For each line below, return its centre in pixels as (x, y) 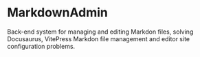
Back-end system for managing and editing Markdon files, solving (100, 32)
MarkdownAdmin (57, 13)
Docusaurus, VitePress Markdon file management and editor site (99, 38)
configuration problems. (41, 46)
